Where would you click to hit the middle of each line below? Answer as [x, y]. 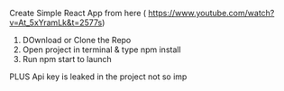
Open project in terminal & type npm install [102, 50]
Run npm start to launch [67, 59]
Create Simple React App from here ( [78, 13]
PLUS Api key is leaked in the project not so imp [98, 77]
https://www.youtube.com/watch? [211, 13]
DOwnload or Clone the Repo [77, 40]
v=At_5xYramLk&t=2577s [56, 23]
